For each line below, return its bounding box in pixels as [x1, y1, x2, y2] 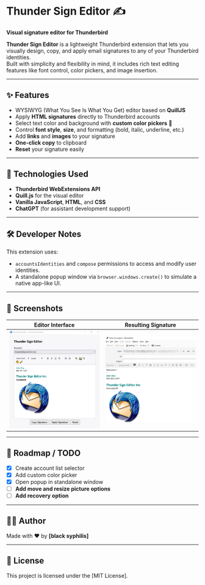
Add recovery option [15, 492, 69, 499]
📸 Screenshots [6, 303, 63, 314]
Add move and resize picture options [15, 485, 111, 493]
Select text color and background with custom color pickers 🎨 [15, 119, 173, 127]
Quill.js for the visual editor [15, 192, 84, 199]
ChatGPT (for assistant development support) [15, 205, 131, 212]
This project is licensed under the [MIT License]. [6, 572, 128, 579]
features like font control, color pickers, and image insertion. [6, 66, 158, 74]
